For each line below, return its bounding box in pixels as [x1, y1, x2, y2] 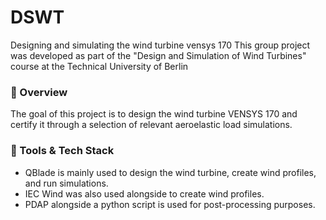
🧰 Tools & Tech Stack [10, 144, 115, 158]
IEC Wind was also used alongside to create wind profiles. [24, 187, 265, 200]
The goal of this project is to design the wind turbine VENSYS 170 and [10, 108, 298, 120]
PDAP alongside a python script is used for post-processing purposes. [24, 198, 316, 210]
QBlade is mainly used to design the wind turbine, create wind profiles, [24, 166, 317, 178]
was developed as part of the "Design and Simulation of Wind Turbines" [10, 49, 307, 61]
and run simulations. [24, 177, 109, 189]
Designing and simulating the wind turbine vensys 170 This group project [10, 39, 311, 51]
